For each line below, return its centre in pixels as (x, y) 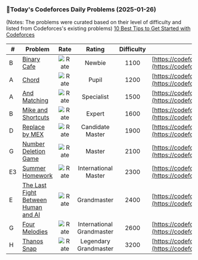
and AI (31, 215)
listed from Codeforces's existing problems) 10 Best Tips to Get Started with (98, 28)
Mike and (35, 110)
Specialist (95, 97)
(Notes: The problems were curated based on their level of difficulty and (94, 22)
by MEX (33, 134)
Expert (95, 114)
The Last (35, 185)
